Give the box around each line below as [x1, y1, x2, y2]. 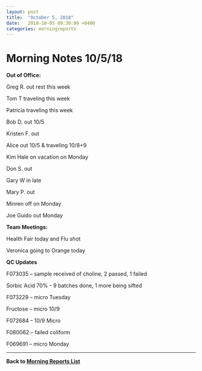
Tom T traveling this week [6, 95, 70, 103]
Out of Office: [6, 72, 41, 79]
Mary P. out [6, 188, 35, 196]
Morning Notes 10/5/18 [6, 52, 123, 65]
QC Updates [6, 259, 37, 266]
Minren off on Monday [6, 200, 61, 208]
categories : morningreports [6, 25, 77, 32]
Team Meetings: [6, 224, 48, 231]
